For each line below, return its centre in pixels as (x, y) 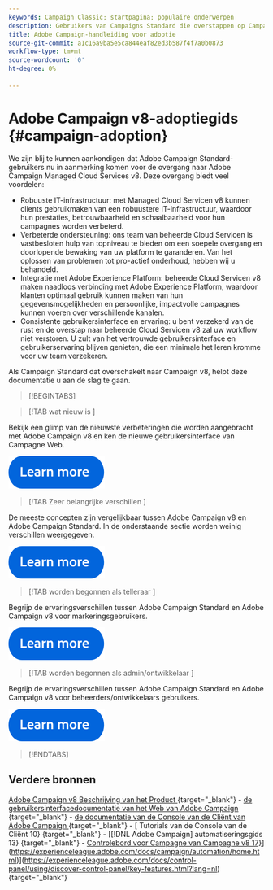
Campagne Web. (37, 444)
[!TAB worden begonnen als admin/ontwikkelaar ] (111, 673)
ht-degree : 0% (32, 69)
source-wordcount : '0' (47, 60)
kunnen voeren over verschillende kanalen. (92, 312)
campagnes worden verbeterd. (72, 226)
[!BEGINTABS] (52, 395)
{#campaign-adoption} (89, 135)
